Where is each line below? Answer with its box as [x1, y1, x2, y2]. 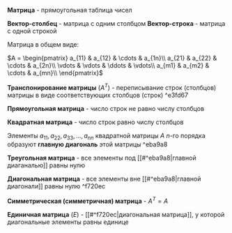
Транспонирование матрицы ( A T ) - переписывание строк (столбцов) [7, 82, 217, 91]
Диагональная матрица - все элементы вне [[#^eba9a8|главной [7, 174, 201, 183]
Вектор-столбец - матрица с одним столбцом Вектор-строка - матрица [7, 20, 226, 27]
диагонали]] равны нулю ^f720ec [7, 182, 106, 190]
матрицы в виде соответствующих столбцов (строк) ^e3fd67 [7, 91, 189, 99]
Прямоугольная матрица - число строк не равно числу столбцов [7, 104, 204, 112]
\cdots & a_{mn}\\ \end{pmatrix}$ [7, 69, 103, 77]
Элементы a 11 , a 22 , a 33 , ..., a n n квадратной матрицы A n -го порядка [7, 131, 206, 142]
